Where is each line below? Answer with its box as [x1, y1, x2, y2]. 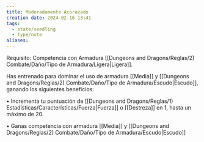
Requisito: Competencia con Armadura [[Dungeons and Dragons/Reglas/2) [6, 54, 195, 61]
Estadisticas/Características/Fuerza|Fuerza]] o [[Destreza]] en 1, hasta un [6, 104, 191, 111]
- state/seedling [12, 26, 56, 32]
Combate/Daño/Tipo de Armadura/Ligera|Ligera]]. [6, 61, 133, 68]
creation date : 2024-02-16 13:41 [6, 15, 92, 21]
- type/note [12, 32, 43, 38]
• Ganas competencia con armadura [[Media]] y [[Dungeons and [6, 122, 170, 129]
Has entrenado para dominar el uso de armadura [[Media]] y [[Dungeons [6, 73, 189, 80]
